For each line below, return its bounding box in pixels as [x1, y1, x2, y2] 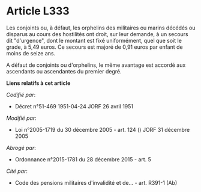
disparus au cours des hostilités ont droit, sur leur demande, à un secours [6, 30, 189, 37]
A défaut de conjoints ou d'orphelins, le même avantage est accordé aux [6, 61, 186, 69]
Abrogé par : [6, 144, 36, 151]
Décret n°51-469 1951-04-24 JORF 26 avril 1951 [14, 102, 134, 110]
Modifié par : [6, 114, 37, 122]
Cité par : [6, 167, 28, 175]
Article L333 [6, 4, 70, 18]
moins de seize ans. [6, 49, 56, 57]
